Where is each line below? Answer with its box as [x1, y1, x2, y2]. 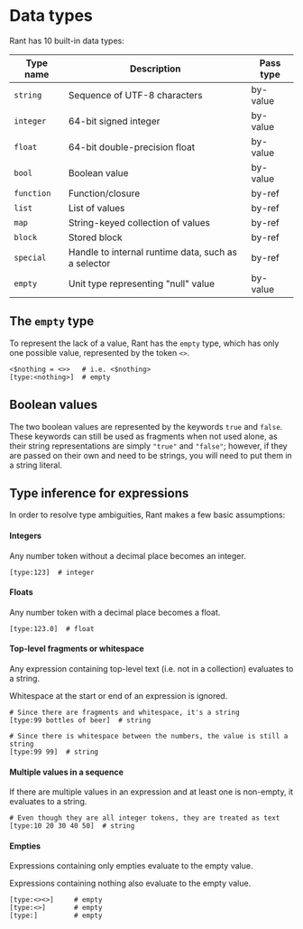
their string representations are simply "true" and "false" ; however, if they [9, 440, 288, 451]
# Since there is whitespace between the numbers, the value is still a [9, 731, 289, 740]
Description [129, 62, 182, 75]
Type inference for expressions [9, 485, 189, 501]
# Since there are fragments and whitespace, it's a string [9, 708, 241, 717]
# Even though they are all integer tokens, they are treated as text [9, 813, 280, 822]
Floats [9, 587, 33, 598]
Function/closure [68, 187, 141, 200]
